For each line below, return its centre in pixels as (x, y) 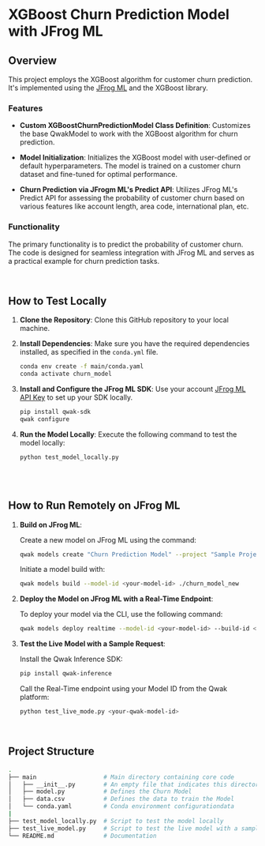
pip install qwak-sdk (55, 412)
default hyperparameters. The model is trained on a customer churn (130, 166)
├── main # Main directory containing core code (121, 777)
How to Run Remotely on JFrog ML (94, 506)
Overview (33, 60)
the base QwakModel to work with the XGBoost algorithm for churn (129, 134)
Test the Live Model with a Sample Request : (92, 644)
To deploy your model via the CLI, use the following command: (121, 615)
